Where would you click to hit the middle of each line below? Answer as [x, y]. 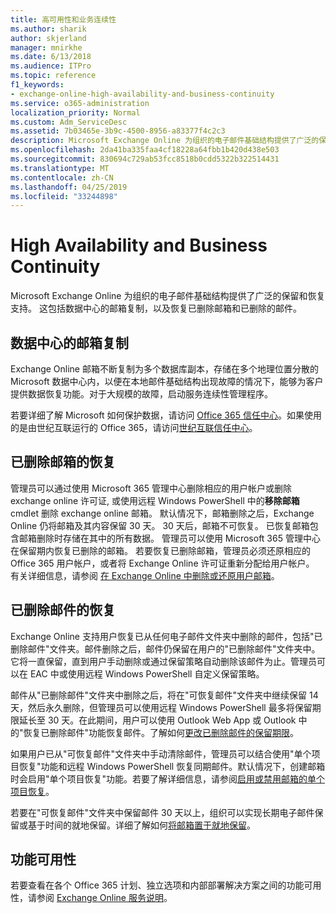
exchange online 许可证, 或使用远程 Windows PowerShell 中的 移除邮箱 [155, 500]
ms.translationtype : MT [60, 168]
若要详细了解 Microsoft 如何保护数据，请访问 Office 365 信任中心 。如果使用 [166, 415]
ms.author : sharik [48, 29]
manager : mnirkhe [46, 47]
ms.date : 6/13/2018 [51, 57]
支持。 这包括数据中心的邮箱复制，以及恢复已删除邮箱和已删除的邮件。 [156, 308]
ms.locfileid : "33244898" [64, 196]
